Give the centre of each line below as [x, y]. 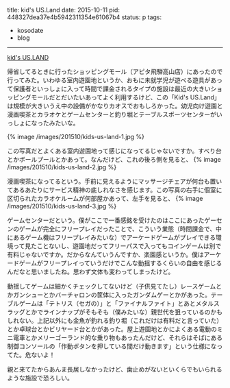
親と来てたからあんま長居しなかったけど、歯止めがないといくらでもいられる [115, 369]
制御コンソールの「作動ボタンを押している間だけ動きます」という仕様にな [112, 346]
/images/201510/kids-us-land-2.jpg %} [62, 167]
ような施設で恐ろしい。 [40, 378]
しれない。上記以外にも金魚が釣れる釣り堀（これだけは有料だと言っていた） [115, 320]
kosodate [30, 31]
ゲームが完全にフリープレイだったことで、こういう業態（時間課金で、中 [120, 229]
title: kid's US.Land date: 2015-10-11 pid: [63, 10]
